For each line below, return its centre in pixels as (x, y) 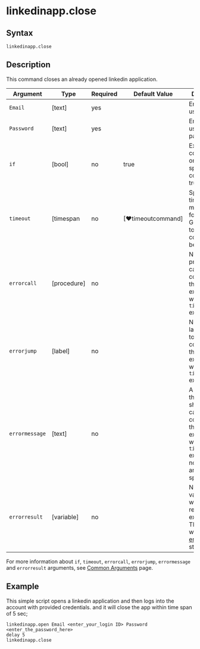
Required (104, 93)
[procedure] (68, 283)
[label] (61, 351)
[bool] (60, 164)
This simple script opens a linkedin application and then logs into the (90, 601)
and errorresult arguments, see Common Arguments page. (80, 567)
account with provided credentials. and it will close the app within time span (99, 607)
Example (23, 587)
